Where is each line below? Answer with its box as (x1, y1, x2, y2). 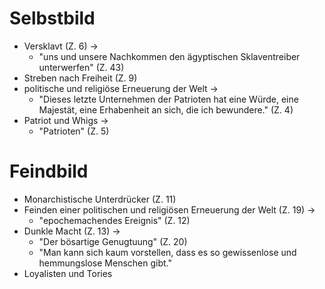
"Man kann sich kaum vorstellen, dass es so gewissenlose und (38, 246, 297, 258)
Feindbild (9, 160, 89, 183)
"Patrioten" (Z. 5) (38, 125, 110, 137)
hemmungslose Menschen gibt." (38, 257, 173, 269)
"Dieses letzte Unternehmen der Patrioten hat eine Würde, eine (38, 93, 299, 105)
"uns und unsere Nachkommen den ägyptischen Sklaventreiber (38, 50, 301, 62)
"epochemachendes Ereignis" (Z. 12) (38, 214, 191, 226)
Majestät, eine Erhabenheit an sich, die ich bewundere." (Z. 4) (38, 103, 294, 116)
